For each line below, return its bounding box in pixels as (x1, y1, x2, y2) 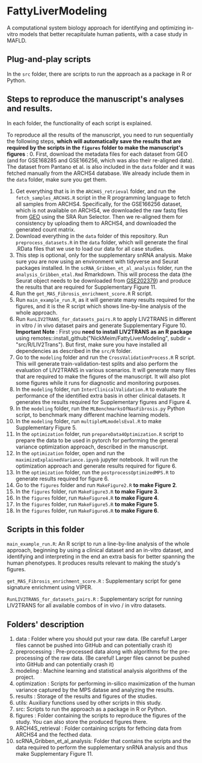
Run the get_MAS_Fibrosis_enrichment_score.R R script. (15, 290, 153, 297)
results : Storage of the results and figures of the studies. (15, 693, 158, 700)
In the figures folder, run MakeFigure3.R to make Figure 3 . (15, 488, 159, 495)
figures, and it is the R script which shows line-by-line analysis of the (15, 302, 186, 310)
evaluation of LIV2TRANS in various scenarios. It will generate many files (15, 366, 196, 373)
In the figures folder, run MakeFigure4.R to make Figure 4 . (15, 494, 159, 501)
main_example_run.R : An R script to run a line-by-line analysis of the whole (7, 540, 190, 548)
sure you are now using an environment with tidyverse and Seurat (15, 257, 179, 265)
